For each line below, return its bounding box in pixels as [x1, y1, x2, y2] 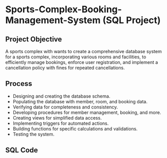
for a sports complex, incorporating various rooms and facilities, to [5, 54, 146, 60]
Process [5, 79, 32, 88]
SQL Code [5, 146, 39, 154]
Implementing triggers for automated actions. [12, 120, 109, 126]
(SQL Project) [102, 14, 161, 26]
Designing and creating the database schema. [12, 93, 110, 99]
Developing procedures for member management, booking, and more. [12, 109, 161, 116]
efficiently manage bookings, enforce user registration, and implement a [5, 59, 158, 65]
